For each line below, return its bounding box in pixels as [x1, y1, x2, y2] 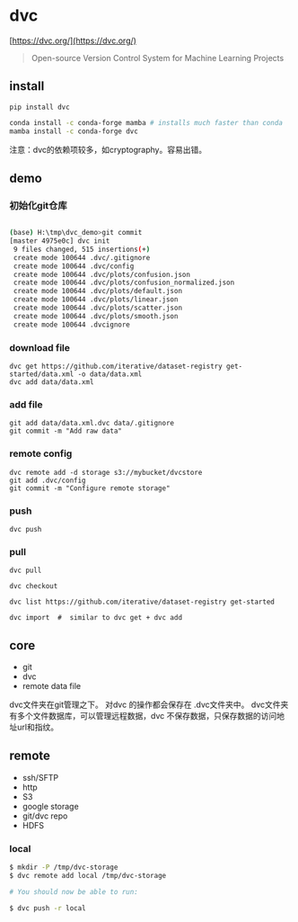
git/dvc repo [22, 810, 68, 821]
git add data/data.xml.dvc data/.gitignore [9, 419, 175, 428]
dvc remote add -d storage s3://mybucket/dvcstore [9, 468, 203, 477]
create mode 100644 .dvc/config [13, 262, 135, 271]
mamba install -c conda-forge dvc [9, 127, 139, 136]
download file [9, 341, 70, 354]
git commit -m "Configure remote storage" [9, 483, 171, 493]
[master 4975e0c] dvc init [9, 237, 110, 246]
